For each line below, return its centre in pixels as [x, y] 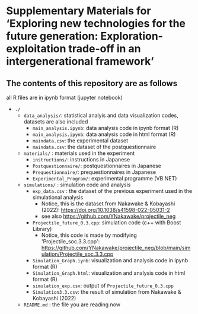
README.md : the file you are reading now [72, 305]
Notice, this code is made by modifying [89, 235]
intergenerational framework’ [80, 61]
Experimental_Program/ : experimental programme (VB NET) [105, 178]
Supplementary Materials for [79, 11]
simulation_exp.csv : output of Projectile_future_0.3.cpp [103, 286]
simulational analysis [58, 197]
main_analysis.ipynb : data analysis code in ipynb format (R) [106, 128]
